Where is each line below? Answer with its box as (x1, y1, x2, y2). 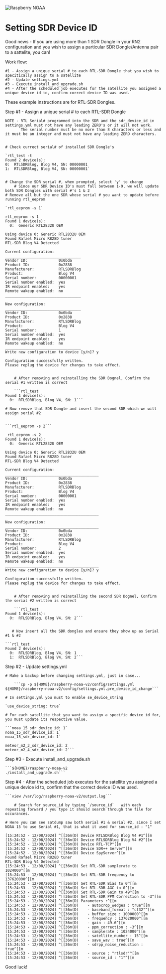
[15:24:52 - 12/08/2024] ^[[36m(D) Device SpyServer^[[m (5, 850, 126, 855)
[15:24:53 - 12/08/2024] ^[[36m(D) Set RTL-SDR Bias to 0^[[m (5, 881, 137, 886)
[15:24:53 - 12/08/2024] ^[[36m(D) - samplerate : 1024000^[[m (5, 929, 146, 934)
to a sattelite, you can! (5, 49, 51, 55)
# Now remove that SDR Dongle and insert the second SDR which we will (5, 406, 157, 411)
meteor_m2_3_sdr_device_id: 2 (5, 743, 68, 748)
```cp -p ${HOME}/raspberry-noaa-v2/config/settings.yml (14, 682, 135, 687)
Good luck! (5, 964, 28, 970)
